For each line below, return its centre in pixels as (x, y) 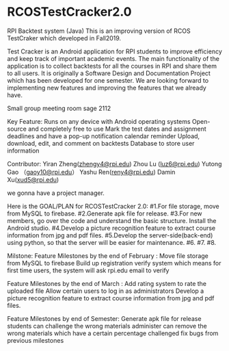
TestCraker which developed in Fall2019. (64, 38)
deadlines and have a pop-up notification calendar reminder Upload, (104, 136)
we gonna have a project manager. (56, 193)
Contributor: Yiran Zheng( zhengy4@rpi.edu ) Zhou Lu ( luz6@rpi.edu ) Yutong (114, 164)
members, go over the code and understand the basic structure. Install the (112, 220)
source (17, 129)
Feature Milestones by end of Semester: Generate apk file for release (104, 318)
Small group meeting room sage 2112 (59, 108)
